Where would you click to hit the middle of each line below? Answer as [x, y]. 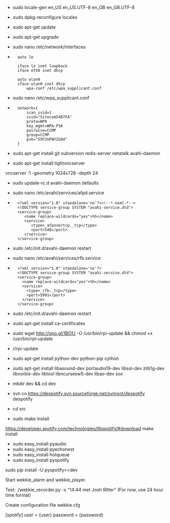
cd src [19, 409]
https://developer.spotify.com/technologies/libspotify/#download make [79, 428]
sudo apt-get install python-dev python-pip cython [66, 358]
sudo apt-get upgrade [36, 37]
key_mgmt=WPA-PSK [45, 126]
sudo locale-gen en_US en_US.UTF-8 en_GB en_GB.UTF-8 [74, 7]
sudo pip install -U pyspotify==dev [41, 470]
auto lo [26, 57]
